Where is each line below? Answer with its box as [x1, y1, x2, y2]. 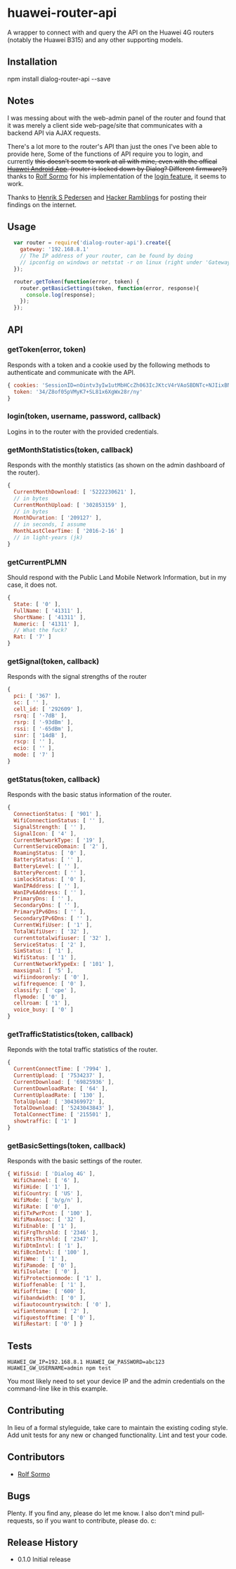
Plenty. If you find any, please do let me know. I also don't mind [7, 1509, 190, 1517]
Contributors [7, 1451, 65, 1463]
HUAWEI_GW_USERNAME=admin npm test [7, 1365, 112, 1372]
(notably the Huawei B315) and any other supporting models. [7, 35, 183, 44]
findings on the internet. [7, 200, 77, 208]
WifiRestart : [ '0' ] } [13, 1320, 83, 1328]
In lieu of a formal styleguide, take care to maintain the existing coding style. [7, 1423, 228, 1431]
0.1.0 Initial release [17, 1555, 72, 1563]
